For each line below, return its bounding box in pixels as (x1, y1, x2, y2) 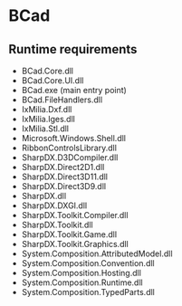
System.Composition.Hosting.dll (21, 268, 142, 278)
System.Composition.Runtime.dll (21, 277, 143, 288)
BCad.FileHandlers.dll (21, 94, 103, 105)
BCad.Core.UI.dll (21, 75, 84, 86)
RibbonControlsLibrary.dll (21, 142, 117, 153)
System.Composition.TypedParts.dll (21, 287, 156, 297)
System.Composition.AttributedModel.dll (21, 248, 173, 259)
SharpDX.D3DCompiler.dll (21, 152, 119, 163)
